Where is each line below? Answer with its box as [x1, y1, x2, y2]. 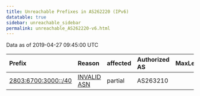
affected [107, 59, 132, 68]
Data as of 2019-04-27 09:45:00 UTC [6, 41, 99, 49]
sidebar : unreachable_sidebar [6, 20, 82, 25]
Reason [77, 59, 100, 68]
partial [107, 76, 125, 85]
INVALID [77, 73, 101, 81]
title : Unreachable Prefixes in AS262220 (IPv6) [6, 8, 129, 15]
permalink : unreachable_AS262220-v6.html [6, 25, 111, 31]
